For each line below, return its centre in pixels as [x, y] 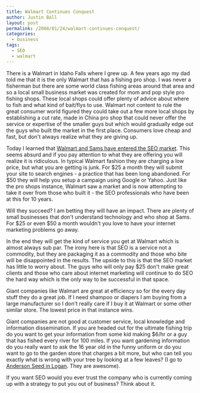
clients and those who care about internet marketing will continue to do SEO [100, 273]
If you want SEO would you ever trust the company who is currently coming [99, 377]
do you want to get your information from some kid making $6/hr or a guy [97, 334]
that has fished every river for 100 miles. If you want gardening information [98, 340]
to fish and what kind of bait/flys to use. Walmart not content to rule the [94, 105]
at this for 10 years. [30, 199]
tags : [13, 45]
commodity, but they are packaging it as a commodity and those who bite [97, 254]
